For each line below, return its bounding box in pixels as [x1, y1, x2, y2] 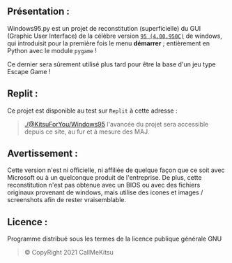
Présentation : [7, 6, 70, 17]
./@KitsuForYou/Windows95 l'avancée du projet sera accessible [24, 120, 209, 128]
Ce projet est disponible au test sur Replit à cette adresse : [7, 106, 178, 115]
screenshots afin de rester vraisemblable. [7, 196, 127, 204]
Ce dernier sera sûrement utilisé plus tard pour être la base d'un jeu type [7, 59, 216, 69]
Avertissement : [7, 148, 78, 159]
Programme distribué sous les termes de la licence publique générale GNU [7, 234, 222, 243]
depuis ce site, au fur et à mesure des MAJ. [24, 127, 150, 136]
